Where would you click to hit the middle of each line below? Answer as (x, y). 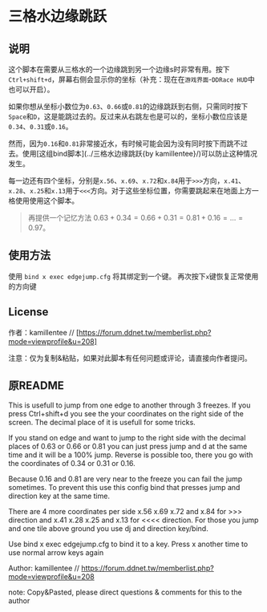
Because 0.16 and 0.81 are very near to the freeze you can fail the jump (125, 479)
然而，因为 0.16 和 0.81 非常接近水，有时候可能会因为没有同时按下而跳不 (125, 144)
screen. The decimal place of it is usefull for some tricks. (102, 423)
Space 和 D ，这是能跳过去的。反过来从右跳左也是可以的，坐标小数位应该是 (128, 116)
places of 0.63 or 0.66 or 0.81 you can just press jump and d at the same (128, 447)
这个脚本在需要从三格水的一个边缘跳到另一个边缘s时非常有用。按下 (119, 69)
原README (36, 386)
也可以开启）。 (31, 89)
